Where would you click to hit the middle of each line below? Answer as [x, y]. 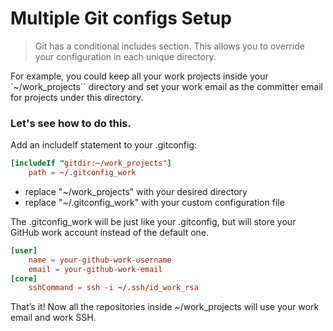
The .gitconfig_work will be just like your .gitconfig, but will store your [153, 221]
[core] [24, 278]
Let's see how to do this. [71, 123]
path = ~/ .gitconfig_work [82, 173]
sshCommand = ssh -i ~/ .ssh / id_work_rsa [113, 288]
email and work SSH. [53, 318]
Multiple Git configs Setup [121, 18]
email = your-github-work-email [95, 269]
